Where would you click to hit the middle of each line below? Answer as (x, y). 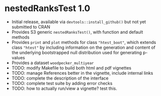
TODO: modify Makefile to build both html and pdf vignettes (72, 68)
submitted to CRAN (31, 27)
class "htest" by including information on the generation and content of (83, 47)
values (18, 57)
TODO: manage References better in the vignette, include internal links (82, 73)
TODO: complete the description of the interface (60, 78)
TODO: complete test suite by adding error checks (62, 83)
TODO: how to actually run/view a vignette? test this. (64, 88)
